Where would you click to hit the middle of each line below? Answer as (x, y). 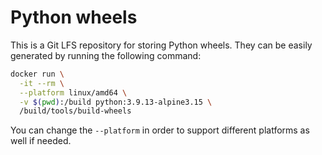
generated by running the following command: (106, 55)
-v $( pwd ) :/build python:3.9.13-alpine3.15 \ (116, 102)
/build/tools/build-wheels (75, 111)
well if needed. (41, 141)
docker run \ (37, 74)
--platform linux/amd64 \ (73, 92)
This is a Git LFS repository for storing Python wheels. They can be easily (161, 45)
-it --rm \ (42, 83)
